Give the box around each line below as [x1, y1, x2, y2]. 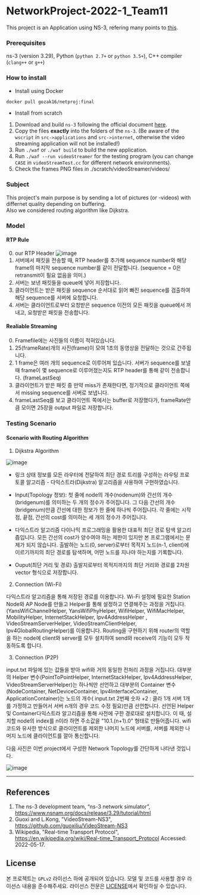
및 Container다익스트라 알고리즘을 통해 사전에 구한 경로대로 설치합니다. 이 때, [6, 710, 186, 717]
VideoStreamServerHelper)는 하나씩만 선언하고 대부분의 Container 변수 [6, 681, 176, 689]
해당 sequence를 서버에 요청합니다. [14, 294, 98, 301]
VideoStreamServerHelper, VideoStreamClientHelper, [6, 620, 137, 627]
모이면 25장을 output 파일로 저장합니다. [21, 404, 114, 411]
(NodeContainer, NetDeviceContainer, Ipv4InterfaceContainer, [6, 688, 159, 695]
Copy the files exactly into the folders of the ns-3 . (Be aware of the [14, 127, 180, 135]
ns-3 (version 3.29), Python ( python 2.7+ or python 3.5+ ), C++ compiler [6, 53, 183, 60]
